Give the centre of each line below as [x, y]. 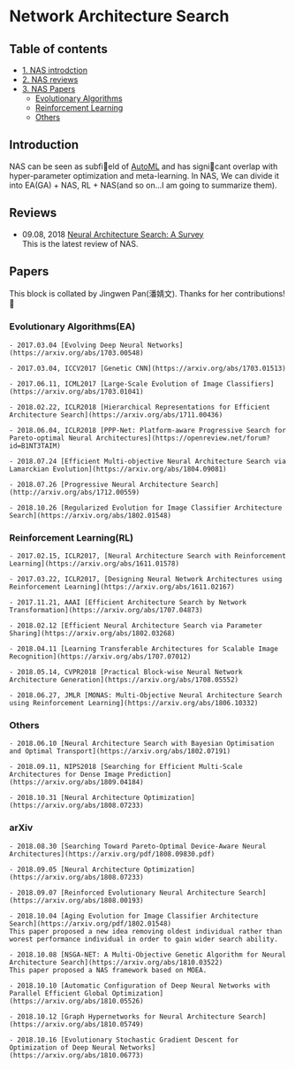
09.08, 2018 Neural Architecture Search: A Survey [113, 234]
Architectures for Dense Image [67, 775]
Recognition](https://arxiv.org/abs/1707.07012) [100, 657]
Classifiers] [250, 384]
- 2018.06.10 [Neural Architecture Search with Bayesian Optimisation [142, 744]
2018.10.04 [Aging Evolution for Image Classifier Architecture [138, 916]
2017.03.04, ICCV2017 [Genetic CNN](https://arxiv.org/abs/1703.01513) [152, 368]
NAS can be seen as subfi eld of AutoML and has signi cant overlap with [144, 166]
